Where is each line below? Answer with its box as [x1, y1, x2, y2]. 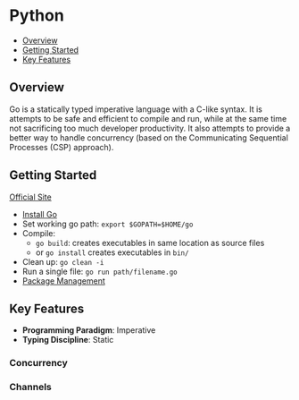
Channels [9, 381, 52, 394]
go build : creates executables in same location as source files [35, 237, 265, 248]
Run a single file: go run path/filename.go [21, 266, 178, 277]
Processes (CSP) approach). [9, 141, 114, 152]
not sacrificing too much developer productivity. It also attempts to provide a [9, 123, 291, 133]
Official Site [9, 191, 52, 202]
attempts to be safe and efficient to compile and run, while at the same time [9, 113, 287, 123]
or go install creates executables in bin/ [35, 247, 189, 258]
